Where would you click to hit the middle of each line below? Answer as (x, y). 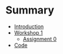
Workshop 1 (28, 32)
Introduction (29, 26)
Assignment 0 (40, 39)
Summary (30, 10)
